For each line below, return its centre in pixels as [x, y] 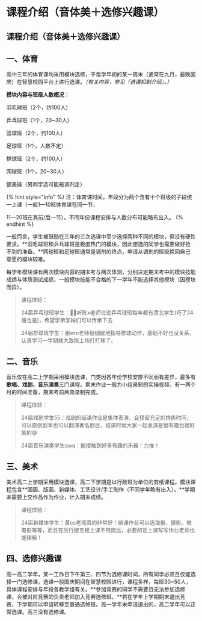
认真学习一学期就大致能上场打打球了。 [68, 340]
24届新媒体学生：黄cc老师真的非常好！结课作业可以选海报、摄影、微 [106, 523]
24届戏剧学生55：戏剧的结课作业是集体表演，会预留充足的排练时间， [106, 418]
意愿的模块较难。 [27, 259]
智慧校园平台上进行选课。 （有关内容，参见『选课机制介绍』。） [97, 82]
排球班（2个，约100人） [36, 159]
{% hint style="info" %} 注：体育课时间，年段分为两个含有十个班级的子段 [97, 197]
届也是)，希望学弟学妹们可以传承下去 [67, 320]
